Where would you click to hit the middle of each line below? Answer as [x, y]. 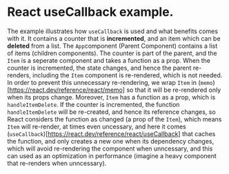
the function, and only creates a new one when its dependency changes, [111, 141]
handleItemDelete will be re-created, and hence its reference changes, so [111, 112]
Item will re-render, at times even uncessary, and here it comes [97, 126]
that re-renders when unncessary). [57, 163]
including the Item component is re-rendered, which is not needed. [127, 75]
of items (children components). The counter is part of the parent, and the [112, 53]
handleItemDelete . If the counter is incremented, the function [93, 104]
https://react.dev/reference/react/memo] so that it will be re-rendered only [115, 90]
